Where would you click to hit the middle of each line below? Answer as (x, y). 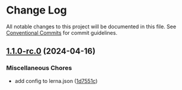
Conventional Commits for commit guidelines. (62, 32)
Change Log (36, 10)
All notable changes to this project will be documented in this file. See (91, 26)
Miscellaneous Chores (39, 68)
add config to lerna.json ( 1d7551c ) (56, 81)
